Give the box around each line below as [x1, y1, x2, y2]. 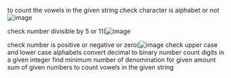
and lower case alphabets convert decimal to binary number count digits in [7, 48, 225, 56]
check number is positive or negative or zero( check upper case [7, 41, 218, 48]
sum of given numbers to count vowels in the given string [7, 63, 174, 71]
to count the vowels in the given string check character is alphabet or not [7, 6, 220, 14]
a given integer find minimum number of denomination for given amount [7, 56, 216, 64]
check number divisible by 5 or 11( [7, 27, 106, 35]
